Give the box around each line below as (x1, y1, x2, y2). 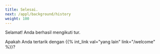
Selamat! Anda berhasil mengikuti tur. (5, 30, 81, 36)
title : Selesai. (5, 7, 38, 12)
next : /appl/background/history (5, 12, 71, 17)
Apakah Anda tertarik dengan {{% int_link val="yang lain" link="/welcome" (5, 39, 156, 45)
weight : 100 (5, 16, 29, 21)
